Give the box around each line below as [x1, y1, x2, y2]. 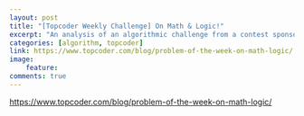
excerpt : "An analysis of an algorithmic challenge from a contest [9, 30, 270, 39]
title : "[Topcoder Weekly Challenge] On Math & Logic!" [9, 22, 224, 31]
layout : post [9, 13, 59, 22]
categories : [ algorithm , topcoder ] [9, 38, 144, 48]
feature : [25, 64, 59, 73]
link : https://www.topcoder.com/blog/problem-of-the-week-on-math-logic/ [9, 47, 294, 56]
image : [9, 55, 34, 64]
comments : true [9, 72, 67, 81]
